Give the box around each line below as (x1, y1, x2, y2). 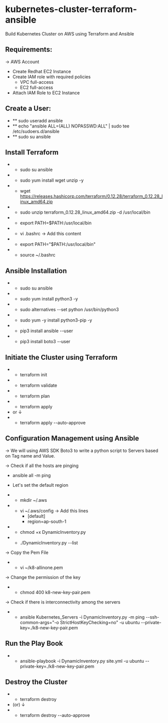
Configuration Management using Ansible (5, 434, 139, 443)
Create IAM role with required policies (12, 74, 91, 80)
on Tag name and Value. (5, 453, 55, 459)
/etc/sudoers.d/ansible (12, 128, 60, 134)
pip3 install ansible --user (20, 328, 73, 334)
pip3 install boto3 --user (20, 339, 71, 345)
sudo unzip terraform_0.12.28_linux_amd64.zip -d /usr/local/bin (20, 209, 150, 215)
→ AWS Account (5, 59, 40, 65)
